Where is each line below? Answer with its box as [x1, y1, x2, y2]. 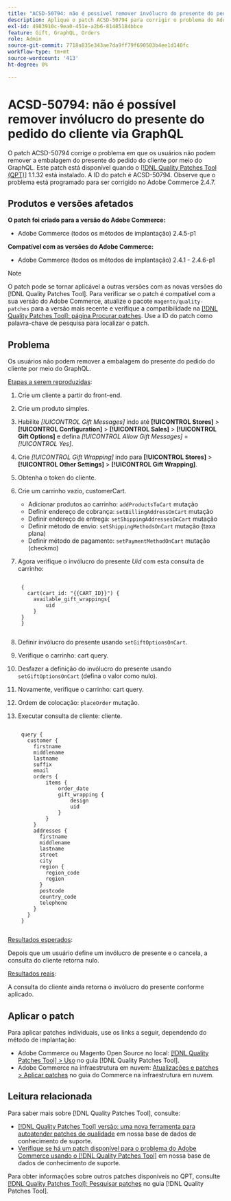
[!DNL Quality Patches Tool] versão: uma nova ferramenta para [17, 1122, 196, 1130]
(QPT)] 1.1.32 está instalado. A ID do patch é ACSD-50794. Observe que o [8, 170, 216, 179]
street [39, 851, 58, 859]
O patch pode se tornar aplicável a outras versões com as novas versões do [8, 282, 223, 291]
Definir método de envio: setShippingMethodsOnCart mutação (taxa [27, 522, 216, 530]
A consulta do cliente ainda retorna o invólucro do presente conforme [8, 983, 204, 991]
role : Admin [8, 36, 42, 43]
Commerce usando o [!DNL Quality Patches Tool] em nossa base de [17, 1152, 210, 1160]
